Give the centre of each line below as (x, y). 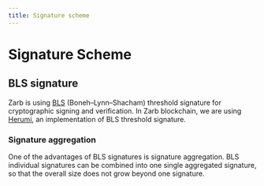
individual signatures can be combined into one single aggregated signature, (132, 165)
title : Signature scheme (49, 15)
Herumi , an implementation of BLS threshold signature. (97, 119)
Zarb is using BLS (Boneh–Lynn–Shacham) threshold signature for (115, 102)
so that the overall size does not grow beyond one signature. (106, 173)
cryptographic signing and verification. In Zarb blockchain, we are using (125, 110)
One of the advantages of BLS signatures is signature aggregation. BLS (124, 156)
